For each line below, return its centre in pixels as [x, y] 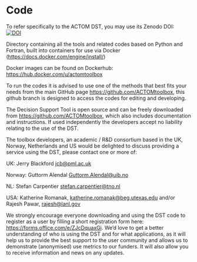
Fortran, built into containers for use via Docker [63, 50]
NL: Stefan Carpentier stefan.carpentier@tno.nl [63, 186]
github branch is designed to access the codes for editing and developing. [96, 98]
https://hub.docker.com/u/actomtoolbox [54, 74]
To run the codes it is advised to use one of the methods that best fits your [96, 85]
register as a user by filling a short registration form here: [75, 221]
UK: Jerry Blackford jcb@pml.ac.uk [49, 163]
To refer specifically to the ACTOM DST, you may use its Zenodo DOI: [90, 26]
